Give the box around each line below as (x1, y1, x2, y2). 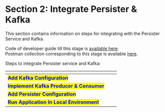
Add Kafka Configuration (7, 74, 69, 81)
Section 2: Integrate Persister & (5, 3, 137, 15)
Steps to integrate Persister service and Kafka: (5, 60, 101, 66)
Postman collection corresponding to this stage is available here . (5, 51, 138, 57)
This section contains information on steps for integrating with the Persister (5, 30, 160, 36)
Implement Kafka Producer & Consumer (7, 82, 105, 89)
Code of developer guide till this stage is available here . (5, 45, 119, 51)
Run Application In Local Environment (7, 99, 99, 106)
